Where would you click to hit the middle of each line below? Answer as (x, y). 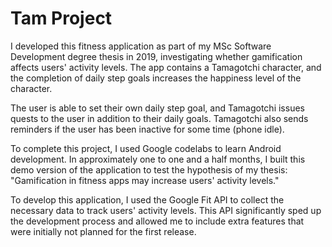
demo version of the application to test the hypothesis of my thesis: (149, 169)
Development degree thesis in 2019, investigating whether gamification (156, 56)
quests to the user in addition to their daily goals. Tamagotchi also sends (159, 118)
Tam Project (61, 18)
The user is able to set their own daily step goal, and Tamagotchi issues (157, 108)
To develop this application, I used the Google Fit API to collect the (147, 199)
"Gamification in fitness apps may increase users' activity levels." (145, 180)
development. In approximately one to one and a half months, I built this (158, 159)
